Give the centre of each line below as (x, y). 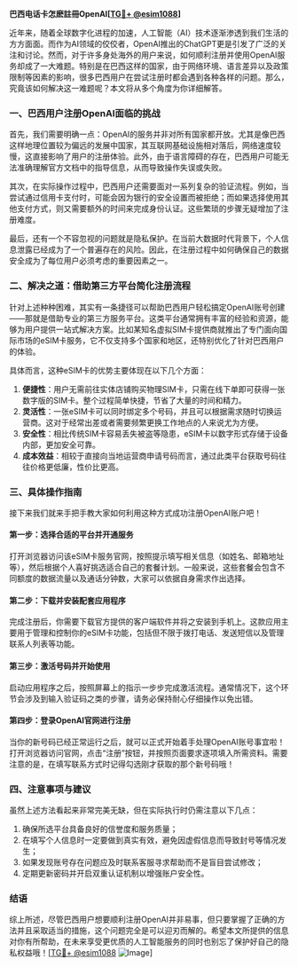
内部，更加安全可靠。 (61, 444)
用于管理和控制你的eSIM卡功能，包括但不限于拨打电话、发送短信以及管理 (150, 633)
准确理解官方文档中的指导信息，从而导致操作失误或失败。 (122, 168)
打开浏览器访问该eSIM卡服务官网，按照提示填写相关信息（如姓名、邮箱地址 (147, 556)
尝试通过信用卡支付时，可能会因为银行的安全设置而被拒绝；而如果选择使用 (145, 198)
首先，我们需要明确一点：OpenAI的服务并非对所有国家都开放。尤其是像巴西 (147, 134)
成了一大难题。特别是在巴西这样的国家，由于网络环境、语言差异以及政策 (157, 66)
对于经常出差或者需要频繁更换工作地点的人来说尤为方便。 (158, 422)
